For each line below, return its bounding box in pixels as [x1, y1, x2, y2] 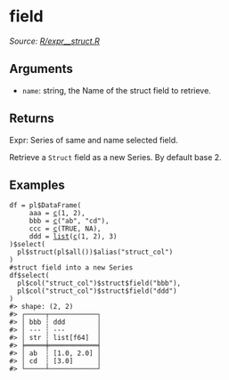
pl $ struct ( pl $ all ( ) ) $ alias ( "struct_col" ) [17, 247, 174, 257]
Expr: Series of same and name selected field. [9, 134, 178, 145]
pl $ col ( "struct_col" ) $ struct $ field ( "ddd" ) [17, 287, 177, 295]
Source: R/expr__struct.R [9, 36, 100, 46]
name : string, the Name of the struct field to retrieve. [21, 85, 211, 95]
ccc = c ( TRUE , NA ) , [29, 224, 102, 233]
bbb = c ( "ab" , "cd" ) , [29, 216, 110, 226]
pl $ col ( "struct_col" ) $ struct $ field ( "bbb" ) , [17, 279, 181, 288]
